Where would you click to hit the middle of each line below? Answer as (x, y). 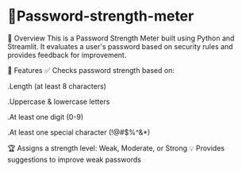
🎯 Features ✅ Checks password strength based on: (91, 70)
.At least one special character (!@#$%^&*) (79, 132)
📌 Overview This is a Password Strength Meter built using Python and (121, 38)
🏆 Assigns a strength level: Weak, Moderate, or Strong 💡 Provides (116, 148)
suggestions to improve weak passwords (75, 159)
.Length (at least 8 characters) (57, 86)
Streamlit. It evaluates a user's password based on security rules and (120, 46)
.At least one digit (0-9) (46, 117)
